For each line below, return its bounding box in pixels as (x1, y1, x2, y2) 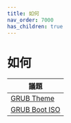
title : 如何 (7, 10, 39, 17)
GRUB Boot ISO (10, 105, 61, 115)
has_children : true (7, 23, 63, 30)
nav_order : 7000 (7, 17, 54, 23)
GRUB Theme (10, 94, 55, 104)
